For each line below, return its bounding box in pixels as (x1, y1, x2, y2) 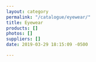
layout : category (6, 8, 49, 15)
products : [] (6, 25, 38, 31)
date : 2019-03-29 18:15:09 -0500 (6, 42, 88, 48)
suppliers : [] (6, 36, 41, 42)
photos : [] (6, 31, 33, 37)
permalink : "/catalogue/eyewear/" (6, 14, 91, 20)
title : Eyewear (6, 19, 44, 25)
